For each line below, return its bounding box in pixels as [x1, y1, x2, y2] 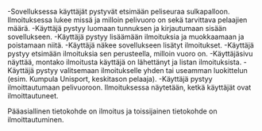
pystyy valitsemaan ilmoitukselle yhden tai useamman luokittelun [36, 66, 248, 75]
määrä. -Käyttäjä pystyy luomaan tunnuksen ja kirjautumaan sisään [7, 24, 227, 33]
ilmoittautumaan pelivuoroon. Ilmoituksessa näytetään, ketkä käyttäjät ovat [7, 83, 252, 92]
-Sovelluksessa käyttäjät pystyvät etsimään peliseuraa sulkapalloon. [7, 7, 230, 16]
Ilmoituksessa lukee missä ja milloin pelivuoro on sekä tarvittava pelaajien [7, 15, 248, 25]
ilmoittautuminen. [7, 115, 64, 124]
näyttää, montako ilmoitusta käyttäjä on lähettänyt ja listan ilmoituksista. [7, 57, 242, 67]
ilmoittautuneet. [7, 91, 59, 100]
